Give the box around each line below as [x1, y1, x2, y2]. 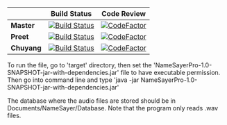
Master [10, 21, 35, 30]
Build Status [51, 9, 92, 18]
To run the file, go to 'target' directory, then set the [7, 61, 153, 69]
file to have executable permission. [120, 69, 221, 76]
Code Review [101, 9, 146, 18]
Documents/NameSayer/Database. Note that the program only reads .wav [7, 104, 219, 112]
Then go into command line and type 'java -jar [7, 76, 140, 84]
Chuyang [10, 43, 42, 53]
